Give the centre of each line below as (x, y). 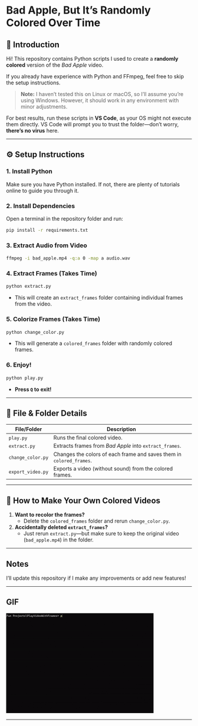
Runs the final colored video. (88, 438)
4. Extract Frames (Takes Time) (52, 273)
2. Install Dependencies (41, 206)
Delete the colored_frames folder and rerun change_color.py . (97, 521)
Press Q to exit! (33, 389)
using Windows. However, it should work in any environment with (100, 100)
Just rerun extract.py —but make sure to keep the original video (101, 534)
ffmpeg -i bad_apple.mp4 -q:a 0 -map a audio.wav (68, 258)
